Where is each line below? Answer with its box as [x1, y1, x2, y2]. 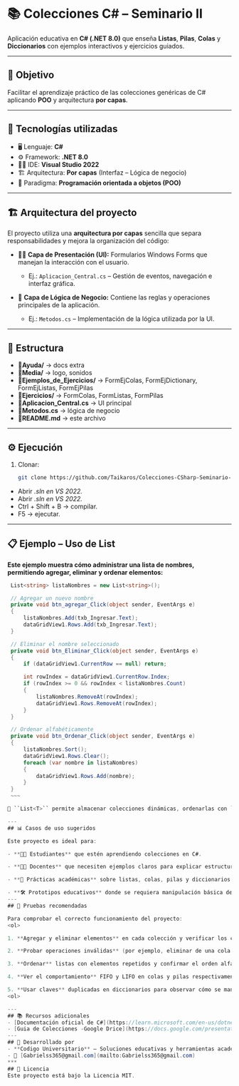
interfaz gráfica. [28, 280, 76, 288]
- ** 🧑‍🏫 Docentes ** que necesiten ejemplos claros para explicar [7, 864, 202, 871]
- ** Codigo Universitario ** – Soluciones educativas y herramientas [7, 1045, 215, 1052]
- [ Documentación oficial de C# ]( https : [7, 1019, 129, 1026]
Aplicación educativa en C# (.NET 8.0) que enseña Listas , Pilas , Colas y [7, 34, 221, 43]
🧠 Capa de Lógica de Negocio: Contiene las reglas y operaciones [17, 293, 211, 302]
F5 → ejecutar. [17, 509, 60, 518]
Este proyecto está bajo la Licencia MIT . [7, 1072, 135, 1079]
